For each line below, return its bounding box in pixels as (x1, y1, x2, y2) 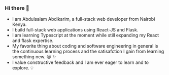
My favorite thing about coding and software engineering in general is (12, 43, 158, 49)
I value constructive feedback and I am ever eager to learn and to (12, 59, 149, 65)
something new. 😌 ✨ (12, 54, 56, 60)
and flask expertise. (12, 37, 54, 44)
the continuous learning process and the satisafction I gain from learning (12, 48, 164, 55)
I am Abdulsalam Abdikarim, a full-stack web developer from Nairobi (12, 16, 155, 22)
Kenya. (12, 21, 27, 27)
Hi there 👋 (5, 5, 30, 12)
